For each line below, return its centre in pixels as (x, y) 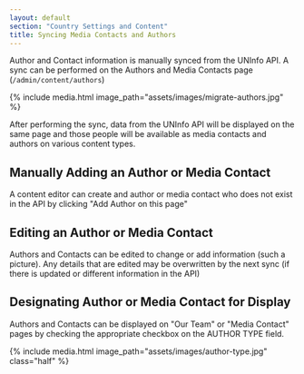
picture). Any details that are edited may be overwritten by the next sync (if (150, 264)
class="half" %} (39, 360)
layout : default (40, 18)
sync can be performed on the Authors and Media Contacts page (132, 70)
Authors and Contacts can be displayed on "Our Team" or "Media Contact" (150, 324)
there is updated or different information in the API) (105, 274)
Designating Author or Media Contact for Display (150, 302)
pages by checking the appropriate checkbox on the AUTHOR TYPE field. (147, 333)
